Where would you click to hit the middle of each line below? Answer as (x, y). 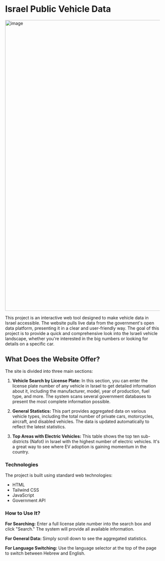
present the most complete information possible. (61, 401)
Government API (29, 501)
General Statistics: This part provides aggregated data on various (79, 411)
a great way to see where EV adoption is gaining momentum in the (79, 447)
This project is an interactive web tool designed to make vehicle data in (77, 317)
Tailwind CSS (26, 490)
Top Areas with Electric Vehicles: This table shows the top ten (76, 436)
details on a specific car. (30, 344)
